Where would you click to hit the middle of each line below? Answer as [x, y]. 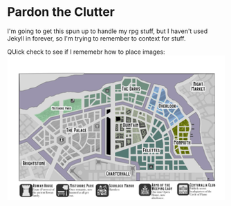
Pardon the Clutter [61, 12]
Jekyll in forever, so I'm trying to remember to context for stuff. [96, 38]
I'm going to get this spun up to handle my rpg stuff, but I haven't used [108, 31]
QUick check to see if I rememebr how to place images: [86, 52]
